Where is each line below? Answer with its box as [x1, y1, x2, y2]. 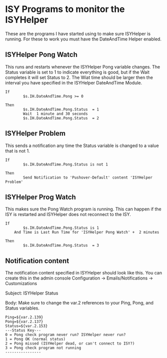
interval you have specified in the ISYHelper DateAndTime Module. [5, 79, 142, 85]
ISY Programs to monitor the [5, 3, 125, 15]
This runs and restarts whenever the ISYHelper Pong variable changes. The [5, 63, 161, 69]
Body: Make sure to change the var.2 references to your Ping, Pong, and [5, 300, 154, 306]
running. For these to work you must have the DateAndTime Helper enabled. [5, 36, 162, 42]
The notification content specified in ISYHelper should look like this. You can [5, 270, 162, 276]
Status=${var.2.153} [5, 323, 48, 328]
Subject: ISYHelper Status [5, 290, 58, 296]
